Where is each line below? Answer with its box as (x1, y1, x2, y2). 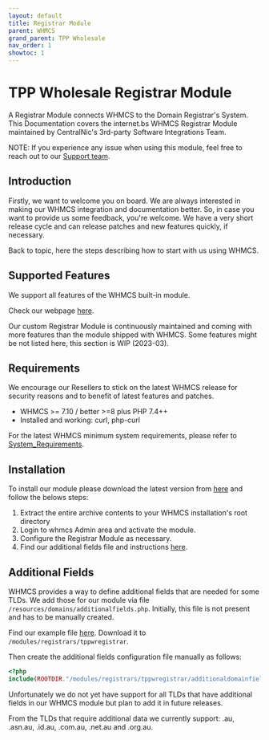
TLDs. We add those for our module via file (8, 596, 150, 604)
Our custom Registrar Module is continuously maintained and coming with (8, 321, 252, 331)
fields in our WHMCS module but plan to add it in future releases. (8, 697, 223, 707)
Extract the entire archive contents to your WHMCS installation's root (19, 508, 248, 518)
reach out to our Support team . (8, 151, 110, 161)
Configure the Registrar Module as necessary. (19, 534, 172, 543)
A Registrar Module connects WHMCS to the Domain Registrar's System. (8, 110, 249, 120)
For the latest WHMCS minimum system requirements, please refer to (8, 431, 238, 441)
